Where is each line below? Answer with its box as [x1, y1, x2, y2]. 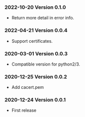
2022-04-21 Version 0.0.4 [4, 27, 68, 34]
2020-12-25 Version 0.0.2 [4, 73, 67, 80]
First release [11, 107, 37, 113]
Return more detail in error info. [11, 15, 74, 21]
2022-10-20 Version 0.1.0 [4, 4, 66, 11]
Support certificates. [11, 38, 53, 44]
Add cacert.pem [11, 84, 44, 90]
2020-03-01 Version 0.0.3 [4, 50, 68, 57]
